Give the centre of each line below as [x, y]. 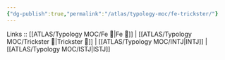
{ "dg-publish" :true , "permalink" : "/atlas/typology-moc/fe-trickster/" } [112, 14]
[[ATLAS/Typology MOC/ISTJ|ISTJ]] [59, 49]
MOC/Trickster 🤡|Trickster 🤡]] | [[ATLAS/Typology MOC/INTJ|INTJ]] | [107, 41]
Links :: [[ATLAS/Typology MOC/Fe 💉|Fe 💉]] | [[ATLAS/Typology [99, 34]
